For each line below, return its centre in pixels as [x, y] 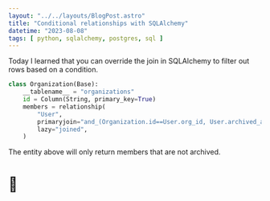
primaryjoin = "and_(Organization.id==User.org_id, [122, 121]
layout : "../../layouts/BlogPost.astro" [77, 16]
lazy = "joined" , [63, 129]
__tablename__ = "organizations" [79, 92]
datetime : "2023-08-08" [48, 31]
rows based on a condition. [53, 70]
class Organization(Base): [53, 84]
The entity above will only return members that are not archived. [115, 152]
